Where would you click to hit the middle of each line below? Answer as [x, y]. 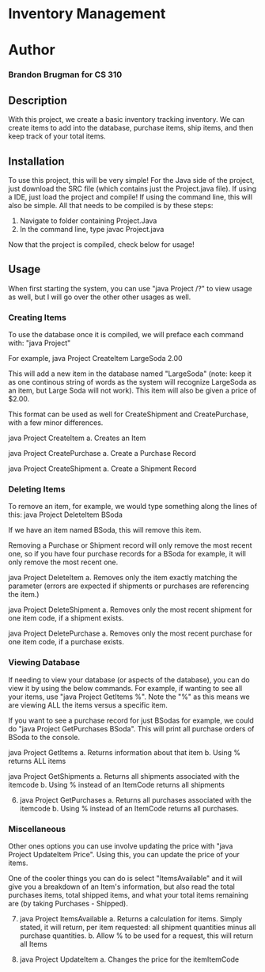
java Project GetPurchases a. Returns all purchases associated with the [135, 799]
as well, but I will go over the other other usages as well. [100, 297]
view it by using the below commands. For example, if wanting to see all [125, 688]
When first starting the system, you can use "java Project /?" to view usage [130, 288]
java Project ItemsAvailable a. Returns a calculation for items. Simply [131, 918]
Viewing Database [44, 663]
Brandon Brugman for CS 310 [65, 74]
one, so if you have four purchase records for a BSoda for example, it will [127, 554]
